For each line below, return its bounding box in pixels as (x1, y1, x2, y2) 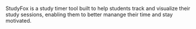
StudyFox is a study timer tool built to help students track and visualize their (5, 5, 191, 12)
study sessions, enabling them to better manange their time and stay (5, 11, 173, 18)
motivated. (5, 17, 32, 24)
